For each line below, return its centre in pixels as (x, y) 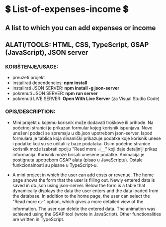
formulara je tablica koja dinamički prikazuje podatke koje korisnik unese (86, 138)
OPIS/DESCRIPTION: (30, 112)
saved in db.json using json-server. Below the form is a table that (79, 185)
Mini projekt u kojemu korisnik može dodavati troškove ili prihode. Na (83, 122)
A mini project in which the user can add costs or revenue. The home (83, 175)
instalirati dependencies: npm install (50, 83)
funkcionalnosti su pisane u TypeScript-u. (55, 165)
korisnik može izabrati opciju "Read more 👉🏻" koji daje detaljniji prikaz (85, 149)
